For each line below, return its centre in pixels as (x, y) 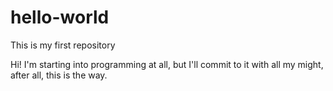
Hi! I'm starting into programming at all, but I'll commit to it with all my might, (167, 64)
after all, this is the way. (59, 75)
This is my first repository (63, 45)
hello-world (60, 17)
